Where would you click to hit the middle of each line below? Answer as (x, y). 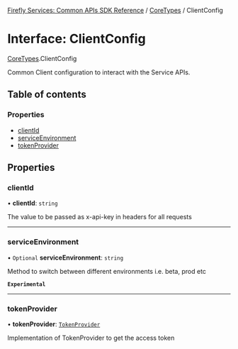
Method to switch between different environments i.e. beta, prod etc (107, 271)
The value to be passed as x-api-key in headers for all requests (100, 217)
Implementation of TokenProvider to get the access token (91, 338)
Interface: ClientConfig (77, 39)
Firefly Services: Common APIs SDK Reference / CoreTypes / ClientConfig (115, 10)
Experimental (27, 284)
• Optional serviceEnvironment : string (66, 257)
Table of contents (47, 95)
